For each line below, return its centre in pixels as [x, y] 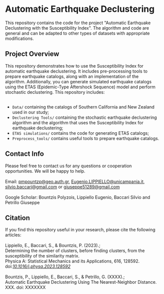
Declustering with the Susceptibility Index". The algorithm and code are [77, 28]
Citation [18, 218]
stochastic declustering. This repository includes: [55, 92]
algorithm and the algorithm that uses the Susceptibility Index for [78, 122]
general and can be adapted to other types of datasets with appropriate [78, 33]
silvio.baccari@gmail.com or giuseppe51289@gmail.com [63, 186]
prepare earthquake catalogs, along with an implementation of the [72, 76]
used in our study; [30, 112]
